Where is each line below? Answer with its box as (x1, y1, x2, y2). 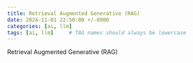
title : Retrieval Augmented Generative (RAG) (7, 10, 140, 17)
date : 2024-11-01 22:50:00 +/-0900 (7, 16, 110, 23)
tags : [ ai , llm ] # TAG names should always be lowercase (7, 29, 187, 36)
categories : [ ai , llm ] (7, 23, 72, 29)
